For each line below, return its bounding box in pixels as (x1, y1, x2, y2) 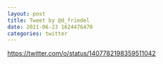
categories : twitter (7, 30, 68, 37)
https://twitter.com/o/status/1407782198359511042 (7, 49, 157, 58)
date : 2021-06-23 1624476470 (7, 23, 93, 30)
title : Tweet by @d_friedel (7, 17, 90, 24)
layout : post (7, 10, 46, 18)
